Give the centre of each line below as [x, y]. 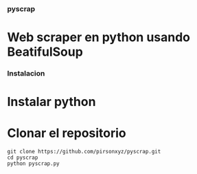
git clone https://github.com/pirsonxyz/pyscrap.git [84, 152]
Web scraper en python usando [99, 37]
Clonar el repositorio [67, 133]
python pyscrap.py [33, 164]
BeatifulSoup [45, 52]
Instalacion [26, 74]
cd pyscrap [23, 158]
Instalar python [51, 102]
